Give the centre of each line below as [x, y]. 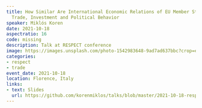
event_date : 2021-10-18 [36, 73]
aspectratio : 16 [26, 34]
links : [14, 85]
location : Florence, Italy [40, 79]
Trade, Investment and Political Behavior [66, 17]
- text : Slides [25, 90]
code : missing [24, 40]
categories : [21, 56]
